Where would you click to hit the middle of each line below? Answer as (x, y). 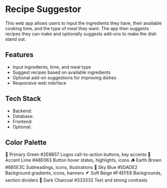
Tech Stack (23, 99)
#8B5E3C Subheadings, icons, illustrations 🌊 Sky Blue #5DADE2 (71, 167)
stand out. (16, 39)
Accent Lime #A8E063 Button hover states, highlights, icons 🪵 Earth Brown (83, 160)
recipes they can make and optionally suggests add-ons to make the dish (81, 34)
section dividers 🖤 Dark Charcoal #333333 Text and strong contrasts (76, 180)
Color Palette (26, 142)
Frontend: (22, 121)
